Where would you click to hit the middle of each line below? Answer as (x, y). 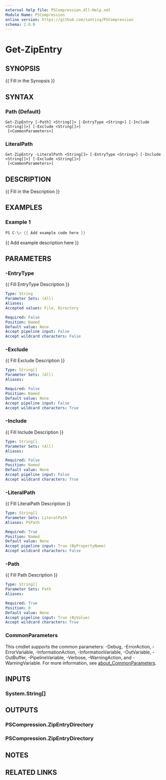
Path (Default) (23, 112)
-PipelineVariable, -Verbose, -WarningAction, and (80, 657)
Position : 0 (18, 608)
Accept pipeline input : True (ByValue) (48, 618)
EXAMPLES (24, 208)
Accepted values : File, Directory (42, 308)
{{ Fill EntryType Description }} (38, 284)
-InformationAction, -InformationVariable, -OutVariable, (93, 652)
